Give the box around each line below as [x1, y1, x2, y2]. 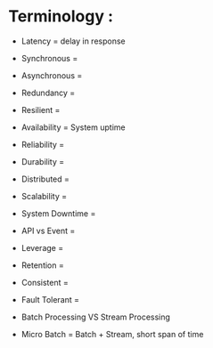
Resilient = [20, 104, 61, 115]
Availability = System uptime [20, 122, 126, 133]
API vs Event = [20, 225, 76, 236]
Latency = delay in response [20, 36, 126, 46]
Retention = [20, 260, 64, 271]
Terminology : [8, 6, 113, 27]
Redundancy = [20, 87, 76, 98]
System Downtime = [20, 207, 96, 219]
